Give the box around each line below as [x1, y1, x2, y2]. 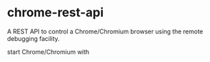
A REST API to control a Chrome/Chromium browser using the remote [7, 27, 204, 35]
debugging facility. [7, 34, 60, 42]
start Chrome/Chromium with [7, 48, 90, 56]
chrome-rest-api [7, 5, 104, 20]
